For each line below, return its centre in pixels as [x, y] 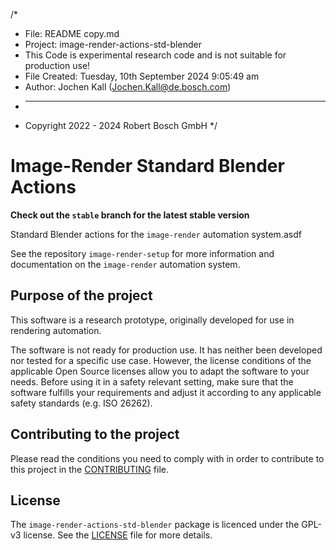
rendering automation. [56, 330]
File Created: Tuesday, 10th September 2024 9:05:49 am [142, 76]
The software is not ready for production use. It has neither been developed [166, 350]
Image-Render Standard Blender [147, 166]
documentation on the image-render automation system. [125, 264]
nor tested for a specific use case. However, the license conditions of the [161, 360]
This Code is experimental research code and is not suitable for [155, 55]
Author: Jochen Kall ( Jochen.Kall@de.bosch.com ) [128, 87]
